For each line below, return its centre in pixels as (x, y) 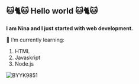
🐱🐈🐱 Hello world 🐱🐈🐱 (52, 11)
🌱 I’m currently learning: (35, 40)
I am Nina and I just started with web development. (70, 28)
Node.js (24, 64)
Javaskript (28, 57)
